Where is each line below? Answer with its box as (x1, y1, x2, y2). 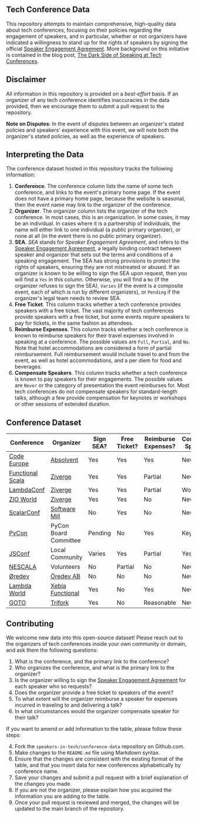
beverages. (14, 363, 42, 370)
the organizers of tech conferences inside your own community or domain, (6, 640, 186, 647)
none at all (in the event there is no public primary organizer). (14, 233, 162, 240)
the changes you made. (14, 780, 72, 788)
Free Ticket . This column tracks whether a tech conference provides (14, 301, 181, 308)
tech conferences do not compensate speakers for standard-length (14, 388, 178, 395)
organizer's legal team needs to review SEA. (14, 295, 121, 302)
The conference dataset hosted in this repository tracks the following (6, 165, 173, 172)
